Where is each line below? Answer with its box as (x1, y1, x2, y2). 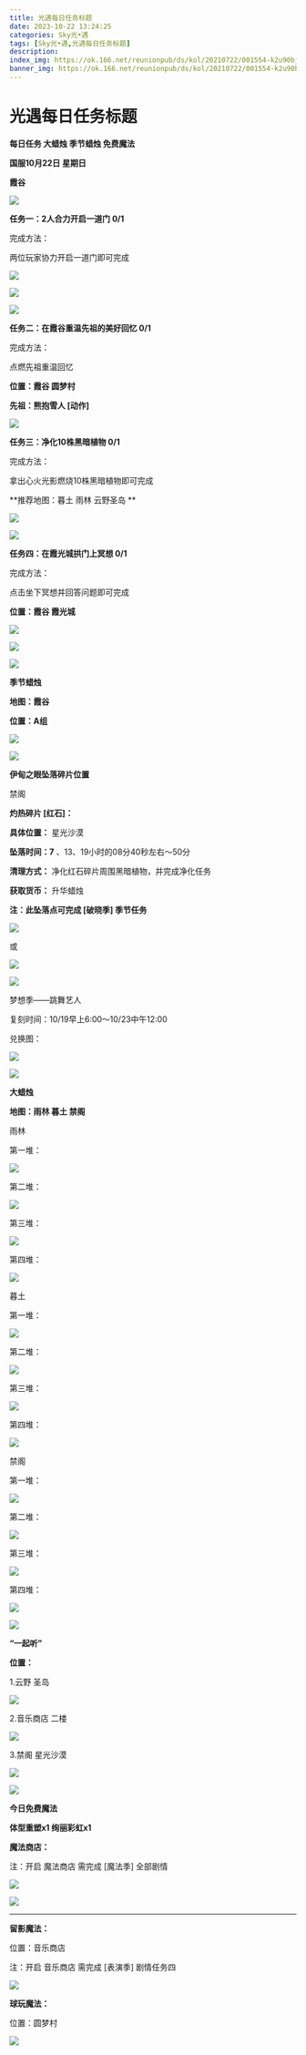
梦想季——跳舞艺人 (9, 994, 82, 1005)
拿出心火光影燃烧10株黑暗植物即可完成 (9, 475, 154, 486)
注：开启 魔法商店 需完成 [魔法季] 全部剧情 (9, 1860, 168, 1872)
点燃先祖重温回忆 (9, 361, 74, 372)
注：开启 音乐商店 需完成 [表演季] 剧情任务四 (9, 1961, 176, 1972)
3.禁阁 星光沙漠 (9, 1749, 67, 1760)
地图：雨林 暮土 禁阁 (9, 1106, 86, 1117)
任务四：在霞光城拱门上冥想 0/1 (9, 547, 127, 558)
